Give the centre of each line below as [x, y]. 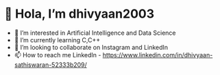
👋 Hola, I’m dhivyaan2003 [80, 14]
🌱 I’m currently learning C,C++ [57, 40]
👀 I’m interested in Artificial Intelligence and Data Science [95, 33]
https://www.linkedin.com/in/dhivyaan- [158, 55]
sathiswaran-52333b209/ [51, 65]
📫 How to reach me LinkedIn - [58, 55]
